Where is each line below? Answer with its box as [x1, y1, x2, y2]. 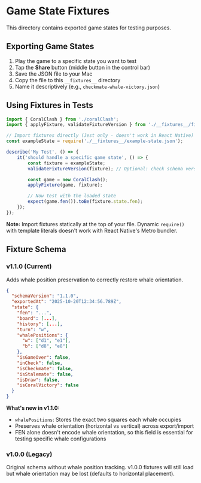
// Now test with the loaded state [28, 193, 117, 199]
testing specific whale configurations [14, 435, 106, 442]
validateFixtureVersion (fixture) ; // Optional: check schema [28, 166, 184, 172]
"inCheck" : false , [17, 360, 63, 366]
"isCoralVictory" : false [17, 382, 79, 388]
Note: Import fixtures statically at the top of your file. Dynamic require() [6, 220, 185, 227]
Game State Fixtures [6, 4, 109, 18]
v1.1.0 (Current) [6, 262, 52, 271]
